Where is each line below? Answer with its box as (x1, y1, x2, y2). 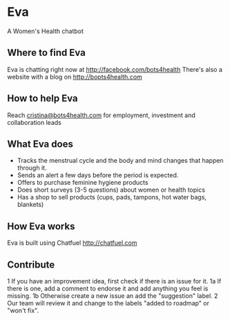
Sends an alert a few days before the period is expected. (17, 171, 179, 179)
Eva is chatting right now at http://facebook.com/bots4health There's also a (7, 65, 223, 73)
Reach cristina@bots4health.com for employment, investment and (7, 111, 195, 119)
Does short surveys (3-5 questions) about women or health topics (17, 186, 206, 194)
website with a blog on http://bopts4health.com (7, 72, 143, 81)
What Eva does (7, 138, 74, 150)
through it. (17, 163, 47, 172)
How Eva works (7, 220, 75, 232)
